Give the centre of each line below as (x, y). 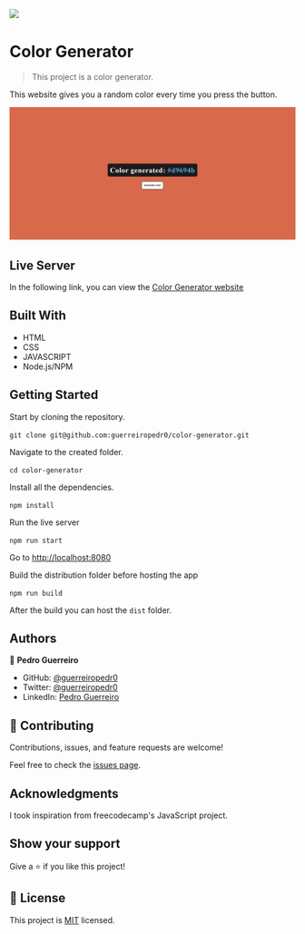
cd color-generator (46, 470)
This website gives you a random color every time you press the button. (143, 94)
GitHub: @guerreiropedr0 (70, 678)
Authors (33, 639)
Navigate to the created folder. (67, 452)
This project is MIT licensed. (62, 919)
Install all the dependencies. (62, 487)
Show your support (65, 844)
